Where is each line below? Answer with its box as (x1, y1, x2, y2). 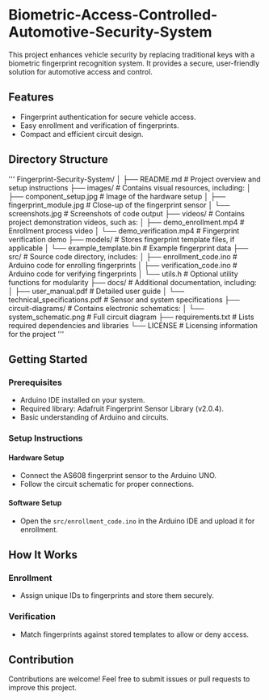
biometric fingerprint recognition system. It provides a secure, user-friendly (8, 58, 260, 68)
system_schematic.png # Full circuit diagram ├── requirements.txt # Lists (8, 312, 254, 322)
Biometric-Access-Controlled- (8, 6, 218, 24)
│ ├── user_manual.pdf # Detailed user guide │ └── (8, 286, 185, 296)
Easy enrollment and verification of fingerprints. (19, 120, 179, 130)
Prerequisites (8, 377, 62, 388)
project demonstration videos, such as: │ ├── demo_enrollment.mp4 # (8, 217, 245, 227)
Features (8, 91, 54, 105)
